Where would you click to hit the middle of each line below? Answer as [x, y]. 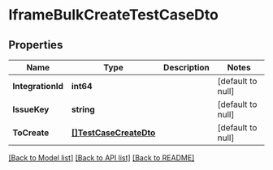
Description [186, 68]
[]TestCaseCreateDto [113, 133]
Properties [36, 45]
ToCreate [31, 133]
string [83, 109]
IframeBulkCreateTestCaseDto [114, 15]
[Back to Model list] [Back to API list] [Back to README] [102, 158]
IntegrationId [38, 86]
